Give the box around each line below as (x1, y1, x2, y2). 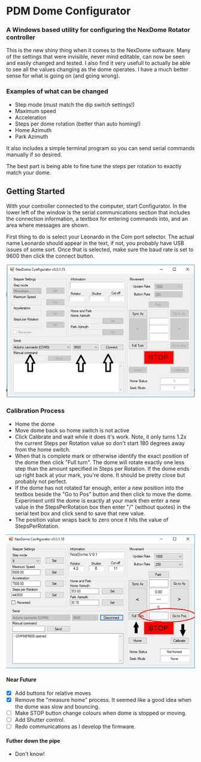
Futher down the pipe (6, 737, 61, 744)
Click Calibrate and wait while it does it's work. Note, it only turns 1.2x (14, 433, 187, 440)
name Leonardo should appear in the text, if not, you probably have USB (6, 239, 184, 247)
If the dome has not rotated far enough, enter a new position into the (14, 484, 184, 491)
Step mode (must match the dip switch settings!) (14, 101, 135, 108)
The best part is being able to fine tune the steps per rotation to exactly (6, 162, 182, 169)
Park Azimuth (14, 133, 48, 140)
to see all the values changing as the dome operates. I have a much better (6, 66, 188, 73)
